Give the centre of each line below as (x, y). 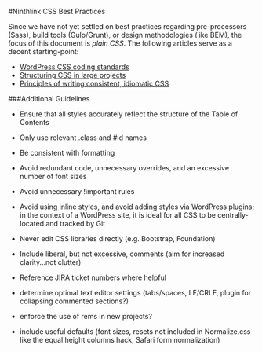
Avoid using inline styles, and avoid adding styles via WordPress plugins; (137, 207)
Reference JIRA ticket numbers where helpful (93, 277)
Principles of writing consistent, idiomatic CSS (94, 83)
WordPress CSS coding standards (74, 67)
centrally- (233, 215)
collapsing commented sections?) (74, 301)
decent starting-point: (44, 51)
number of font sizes (53, 176)
